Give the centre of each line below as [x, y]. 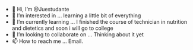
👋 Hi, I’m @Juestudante [40, 9]
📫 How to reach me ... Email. [47, 41]
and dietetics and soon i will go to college [63, 28]
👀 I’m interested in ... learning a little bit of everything [76, 15]
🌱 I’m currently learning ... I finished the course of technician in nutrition [99, 22]
